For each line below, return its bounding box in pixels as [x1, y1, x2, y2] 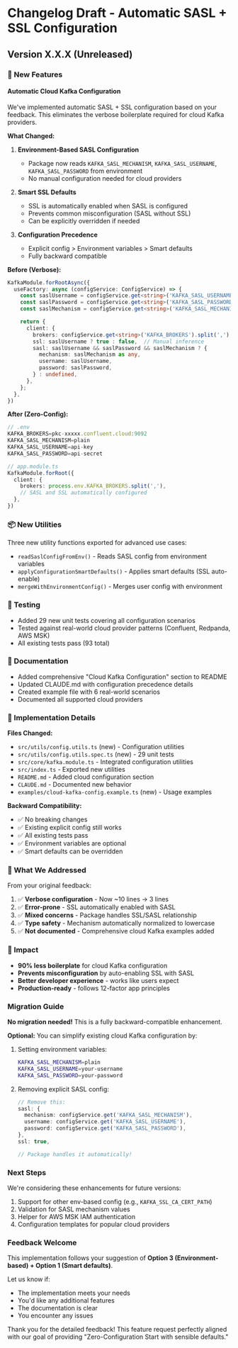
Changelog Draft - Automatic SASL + [7, 5, 227, 21]
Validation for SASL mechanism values [17, 1205, 130, 1213]
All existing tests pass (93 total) [17, 639, 110, 647]
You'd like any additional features [17, 1296, 115, 1305]
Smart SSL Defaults [17, 188, 76, 196]
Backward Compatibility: [7, 802, 82, 810]
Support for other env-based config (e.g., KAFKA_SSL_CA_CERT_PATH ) [17, 1197, 212, 1206]
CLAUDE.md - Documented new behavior [17, 780, 132, 789]
